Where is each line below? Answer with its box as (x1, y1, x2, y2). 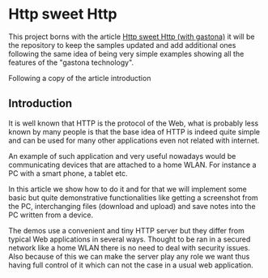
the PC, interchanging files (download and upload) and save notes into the (8, 201, 257, 211)
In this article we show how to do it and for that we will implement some (8, 184, 247, 194)
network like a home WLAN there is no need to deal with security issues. (8, 242, 251, 252)
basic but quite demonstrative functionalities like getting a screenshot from (8, 192, 258, 203)
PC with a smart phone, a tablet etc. (8, 168, 128, 178)
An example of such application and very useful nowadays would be (8, 151, 236, 160)
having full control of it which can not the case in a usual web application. (8, 260, 253, 270)
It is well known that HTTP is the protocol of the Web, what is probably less (8, 118, 259, 128)
